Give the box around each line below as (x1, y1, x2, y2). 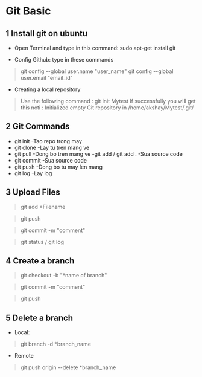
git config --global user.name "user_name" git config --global (20, 68, 174, 75)
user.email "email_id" (20, 74, 73, 81)
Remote (14, 352, 34, 359)
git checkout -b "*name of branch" (20, 272, 107, 279)
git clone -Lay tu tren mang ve (14, 144, 90, 151)
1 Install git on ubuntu (5, 28, 88, 39)
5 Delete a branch (5, 312, 74, 323)
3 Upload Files (5, 187, 61, 198)
